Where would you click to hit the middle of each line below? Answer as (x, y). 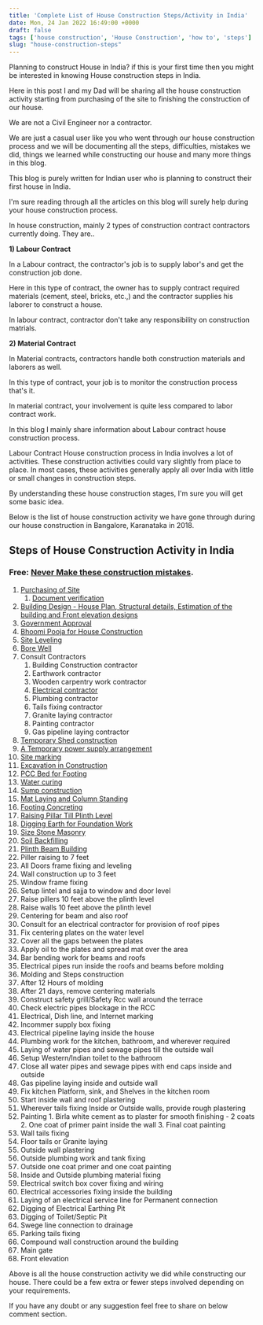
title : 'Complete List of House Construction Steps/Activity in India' (128, 15)
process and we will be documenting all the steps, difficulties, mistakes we (130, 146)
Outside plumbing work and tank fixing (83, 1158)
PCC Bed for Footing (53, 773)
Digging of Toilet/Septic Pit (64, 1216)
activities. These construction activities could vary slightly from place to (125, 462)
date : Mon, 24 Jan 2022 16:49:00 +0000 (74, 23)
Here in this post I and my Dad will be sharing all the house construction (125, 90)
